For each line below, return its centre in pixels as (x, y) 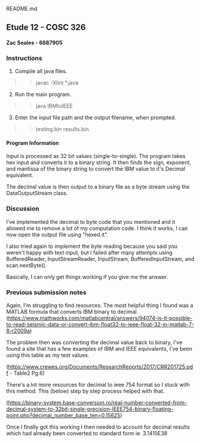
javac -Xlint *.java (57, 83)
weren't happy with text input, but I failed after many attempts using (90, 252)
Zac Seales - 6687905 (34, 43)
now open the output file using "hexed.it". (57, 234)
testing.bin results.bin (62, 129)
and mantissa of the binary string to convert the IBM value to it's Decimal (96, 169)
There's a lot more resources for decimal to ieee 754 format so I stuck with (98, 385)
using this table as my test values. (48, 355)
